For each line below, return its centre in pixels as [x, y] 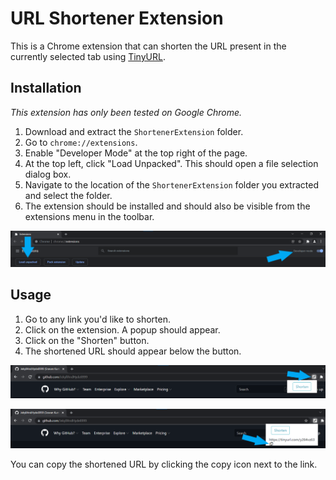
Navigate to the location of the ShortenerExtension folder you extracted [171, 184]
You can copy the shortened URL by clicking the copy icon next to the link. [164, 464]
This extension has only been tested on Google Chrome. [126, 112]
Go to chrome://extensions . [81, 142]
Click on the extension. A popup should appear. [122, 329]
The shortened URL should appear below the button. [133, 351]
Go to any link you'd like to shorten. [98, 319]
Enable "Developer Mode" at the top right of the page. [136, 153]
